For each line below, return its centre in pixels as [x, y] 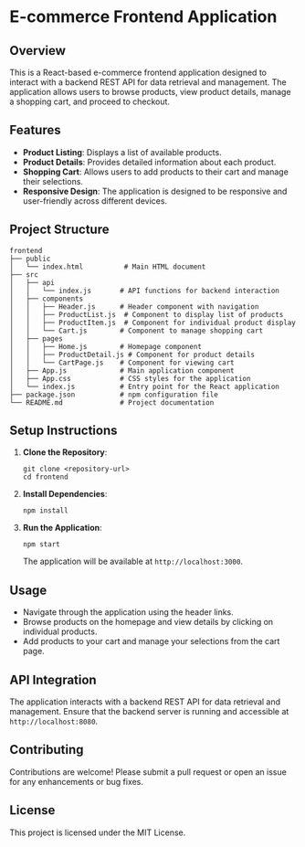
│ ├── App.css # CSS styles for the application [130, 378]
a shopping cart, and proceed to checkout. [90, 101]
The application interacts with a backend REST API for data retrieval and [145, 702]
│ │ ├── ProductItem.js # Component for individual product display [153, 323]
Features [35, 130]
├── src [24, 275]
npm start [42, 545]
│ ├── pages [37, 339]
